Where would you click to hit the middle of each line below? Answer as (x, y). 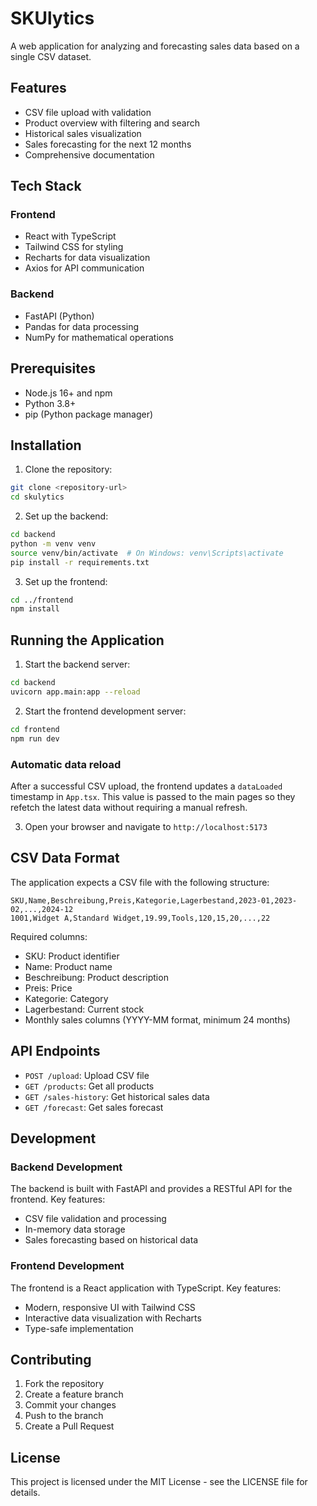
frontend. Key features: (58, 1199)
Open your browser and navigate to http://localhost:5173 (146, 826)
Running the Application (87, 640)
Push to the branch (64, 1416)
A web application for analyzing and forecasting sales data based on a (155, 46)
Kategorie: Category (66, 998)
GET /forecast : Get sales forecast (94, 1107)
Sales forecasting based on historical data (111, 1240)
